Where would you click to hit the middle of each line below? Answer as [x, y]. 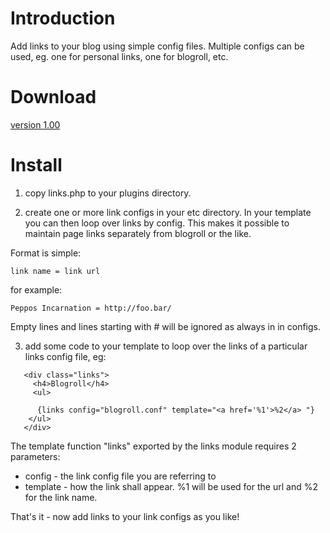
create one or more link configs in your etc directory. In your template [168, 212]
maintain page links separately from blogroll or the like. [138, 233]
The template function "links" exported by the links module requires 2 [153, 446]
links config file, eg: [65, 356]
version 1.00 [35, 124]
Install [36, 165]
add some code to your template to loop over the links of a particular [166, 346]
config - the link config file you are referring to [120, 476]
